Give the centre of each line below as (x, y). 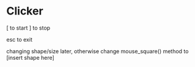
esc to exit (19, 39)
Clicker (25, 11)
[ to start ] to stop (28, 28)
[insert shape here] (31, 57)
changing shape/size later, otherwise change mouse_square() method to (97, 51)
